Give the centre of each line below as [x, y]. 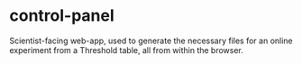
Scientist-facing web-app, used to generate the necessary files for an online [151, 41]
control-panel [62, 16]
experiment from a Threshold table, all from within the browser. [126, 50]
